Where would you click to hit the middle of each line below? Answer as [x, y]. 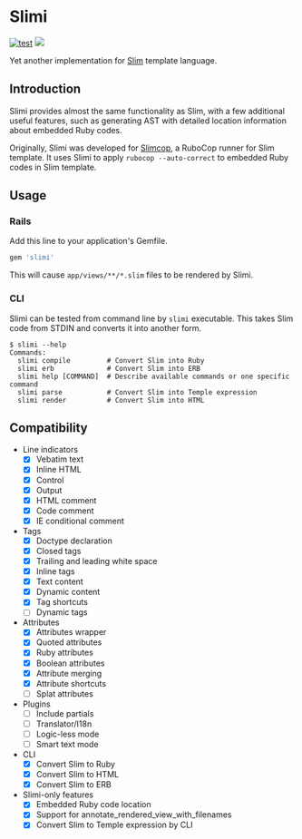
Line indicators [50, 450]
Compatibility [49, 428]
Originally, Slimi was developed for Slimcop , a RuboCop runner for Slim [142, 148]
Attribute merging [69, 673]
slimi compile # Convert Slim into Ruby [111, 360]
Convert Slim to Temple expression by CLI [114, 825]
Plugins [37, 704]
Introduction [45, 89]
